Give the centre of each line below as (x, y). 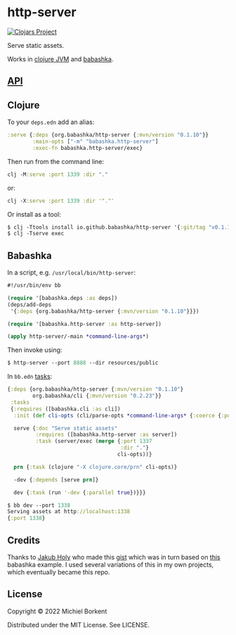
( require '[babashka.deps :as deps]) (63, 298)
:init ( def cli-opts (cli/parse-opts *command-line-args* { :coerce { (117, 415)
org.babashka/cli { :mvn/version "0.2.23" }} (97, 396)
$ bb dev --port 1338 (39, 505)
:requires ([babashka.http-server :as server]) (106, 435)
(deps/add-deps (29, 304)
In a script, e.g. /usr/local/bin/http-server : (72, 272)
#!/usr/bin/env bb (34, 286)
